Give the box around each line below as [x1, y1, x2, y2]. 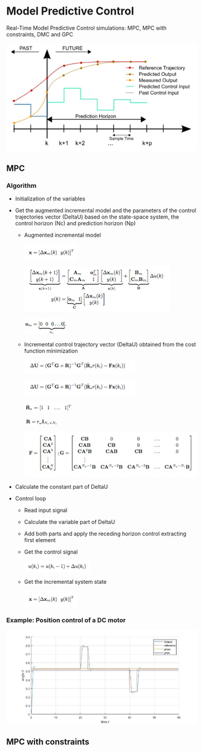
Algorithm [6, 182, 37, 190]
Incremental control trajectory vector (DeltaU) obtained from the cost [24, 341, 197, 348]
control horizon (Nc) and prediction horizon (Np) [15, 220, 136, 227]
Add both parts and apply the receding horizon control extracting [24, 530, 186, 537]
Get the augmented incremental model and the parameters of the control [15, 207, 197, 214]
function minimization [24, 347, 79, 355]
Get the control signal [24, 548, 78, 555]
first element [24, 536, 56, 543]
